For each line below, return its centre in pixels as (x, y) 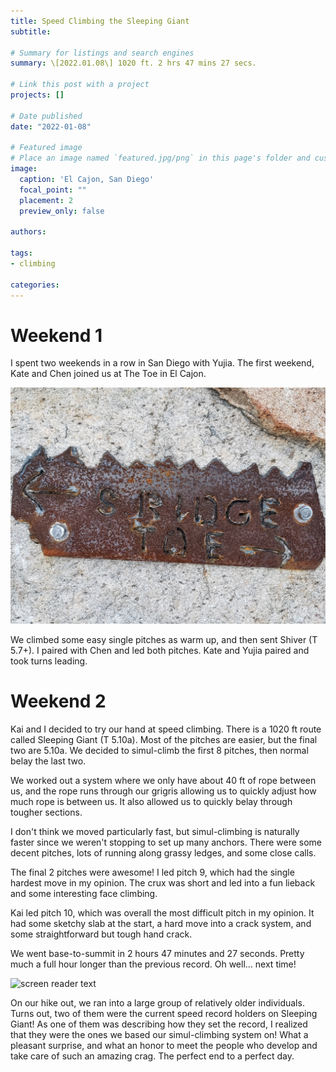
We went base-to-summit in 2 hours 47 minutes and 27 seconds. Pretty (157, 953)
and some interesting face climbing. (84, 893)
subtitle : (31, 31)
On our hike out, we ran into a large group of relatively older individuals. (157, 1002)
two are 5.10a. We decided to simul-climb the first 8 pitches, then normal (159, 750)
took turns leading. (49, 661)
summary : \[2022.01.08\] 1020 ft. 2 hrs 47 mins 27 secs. (133, 63)
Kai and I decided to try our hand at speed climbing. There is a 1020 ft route (166, 729)
